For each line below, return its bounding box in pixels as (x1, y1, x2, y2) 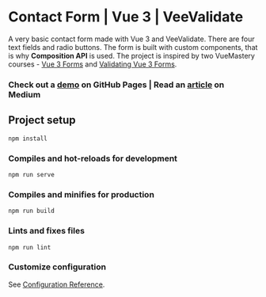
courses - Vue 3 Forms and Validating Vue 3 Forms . (8, 59, 177, 69)
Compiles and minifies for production (8, 188, 154, 200)
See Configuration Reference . (8, 280, 105, 289)
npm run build (8, 207, 55, 215)
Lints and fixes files (8, 226, 85, 237)
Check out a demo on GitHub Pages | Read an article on (8, 79, 225, 90)
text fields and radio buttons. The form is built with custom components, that (8, 42, 258, 51)
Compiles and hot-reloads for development (8, 153, 178, 164)
